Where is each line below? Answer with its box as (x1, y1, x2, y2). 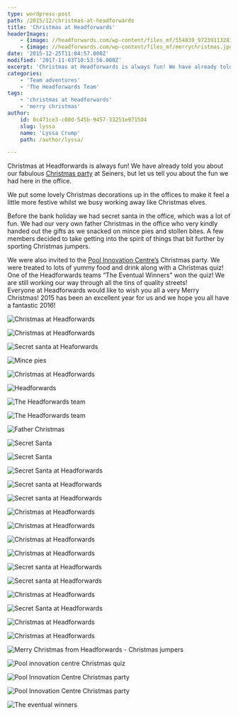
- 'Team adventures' (20, 76, 81, 84)
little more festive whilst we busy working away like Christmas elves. (7, 198, 208, 207)
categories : (7, 70, 42, 77)
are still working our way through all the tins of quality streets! (7, 279, 188, 287)
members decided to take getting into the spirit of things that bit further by (7, 235, 225, 243)
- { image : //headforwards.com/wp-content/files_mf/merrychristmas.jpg (20, 43, 233, 50)
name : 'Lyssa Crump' (20, 129, 81, 136)
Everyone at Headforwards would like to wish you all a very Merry (7, 286, 200, 295)
